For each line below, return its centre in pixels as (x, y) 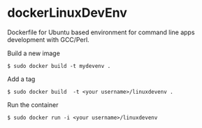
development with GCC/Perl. (48, 39)
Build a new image (34, 53)
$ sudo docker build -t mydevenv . (59, 66)
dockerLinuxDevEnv (67, 13)
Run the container (33, 105)
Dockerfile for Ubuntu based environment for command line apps (101, 32)
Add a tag (21, 79)
